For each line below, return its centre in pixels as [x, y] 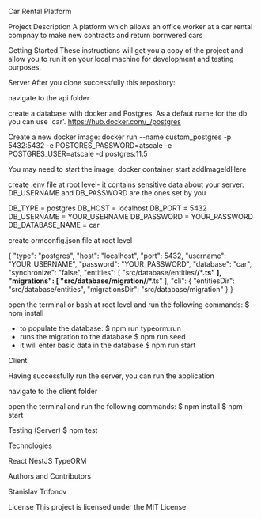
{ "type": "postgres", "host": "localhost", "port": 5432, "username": [117, 256]
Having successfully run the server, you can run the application [112, 376]
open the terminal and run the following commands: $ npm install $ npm [125, 406]
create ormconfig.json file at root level [70, 240]
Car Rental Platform [40, 11]
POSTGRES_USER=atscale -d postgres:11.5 [78, 154]
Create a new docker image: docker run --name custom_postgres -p [120, 137]
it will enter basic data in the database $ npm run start [108, 345]
